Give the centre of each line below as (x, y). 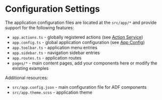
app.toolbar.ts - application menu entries (55, 47)
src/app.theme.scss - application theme (52, 92)
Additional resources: (26, 78)
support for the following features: (40, 27)
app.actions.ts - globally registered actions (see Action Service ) (78, 37)
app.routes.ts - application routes (47, 58)
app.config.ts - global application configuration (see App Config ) (79, 42)
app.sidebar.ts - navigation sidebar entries (56, 53)
